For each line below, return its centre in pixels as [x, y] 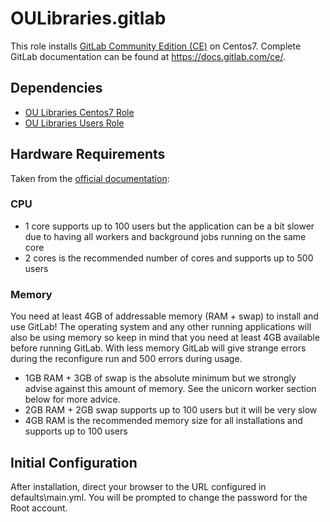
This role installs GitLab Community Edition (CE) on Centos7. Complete [156, 46]
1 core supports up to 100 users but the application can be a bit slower [169, 226]
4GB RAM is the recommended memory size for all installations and [163, 421]
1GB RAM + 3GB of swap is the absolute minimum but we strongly [160, 378]
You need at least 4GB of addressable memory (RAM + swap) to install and [164, 316]
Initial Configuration [74, 462]
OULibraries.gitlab [88, 18]
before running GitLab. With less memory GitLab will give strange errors [158, 348]
